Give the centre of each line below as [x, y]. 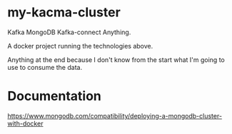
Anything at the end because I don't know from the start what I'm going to [116, 60]
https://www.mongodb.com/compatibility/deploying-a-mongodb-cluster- [115, 115]
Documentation [55, 96]
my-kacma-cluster [64, 12]
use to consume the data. [45, 67]
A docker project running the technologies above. [80, 46]
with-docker [25, 123]
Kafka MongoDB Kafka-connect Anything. [69, 32]
